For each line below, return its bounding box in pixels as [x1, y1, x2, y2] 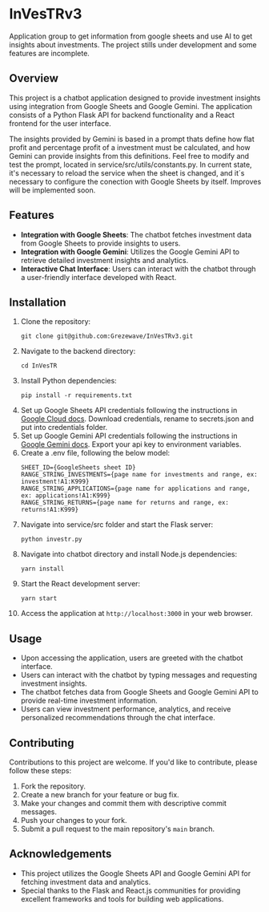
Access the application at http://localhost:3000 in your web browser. [20, 609, 253, 618]
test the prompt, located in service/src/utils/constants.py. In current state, [9, 160, 252, 169]
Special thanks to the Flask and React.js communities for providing [20, 886, 241, 895]
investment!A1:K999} [20, 478, 90, 486]
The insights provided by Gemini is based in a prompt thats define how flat [9, 134, 255, 144]
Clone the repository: [20, 317, 91, 326]
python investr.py [20, 535, 82, 544]
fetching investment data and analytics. [20, 877, 151, 886]
